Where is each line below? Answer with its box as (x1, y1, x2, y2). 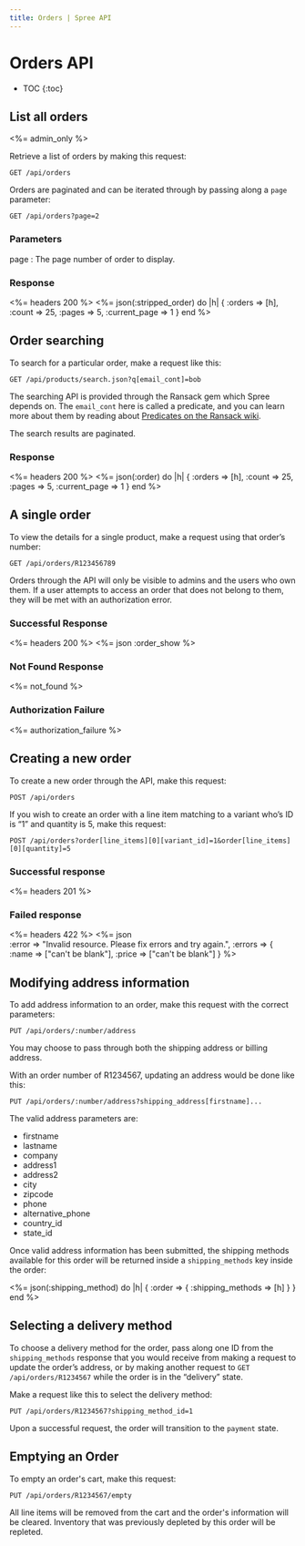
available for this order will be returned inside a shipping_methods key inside (9, 1254, 293, 1265)
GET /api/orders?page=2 (9, 211, 100, 221)
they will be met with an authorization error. (9, 594, 173, 605)
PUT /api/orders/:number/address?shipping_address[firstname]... (9, 1097, 262, 1106)
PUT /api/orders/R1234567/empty (9, 1490, 132, 1500)
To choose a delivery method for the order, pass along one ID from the (9, 1342, 274, 1353)
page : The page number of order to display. (9, 253, 176, 264)
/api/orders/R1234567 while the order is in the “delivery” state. (9, 1371, 244, 1382)
